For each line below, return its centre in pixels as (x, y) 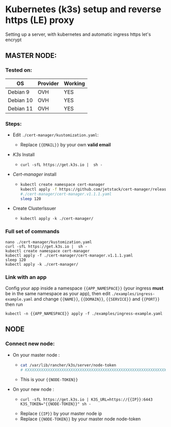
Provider (49, 83)
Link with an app (26, 277)
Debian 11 (20, 108)
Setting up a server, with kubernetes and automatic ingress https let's (78, 34)
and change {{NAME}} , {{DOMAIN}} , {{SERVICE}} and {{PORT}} (97, 299)
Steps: (13, 124)
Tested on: (19, 70)
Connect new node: (30, 344)
